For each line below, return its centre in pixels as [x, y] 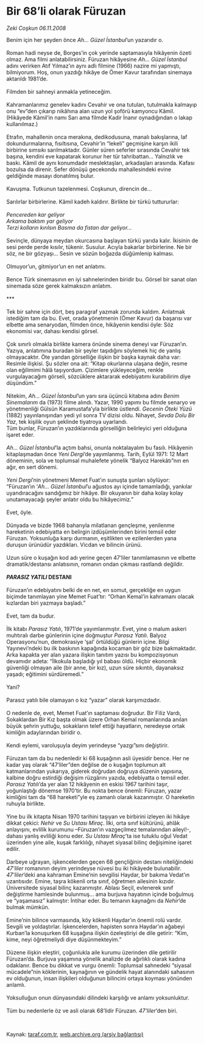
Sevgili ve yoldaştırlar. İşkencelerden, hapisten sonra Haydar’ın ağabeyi [96, 926]
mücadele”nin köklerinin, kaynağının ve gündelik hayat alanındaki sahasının [100, 972]
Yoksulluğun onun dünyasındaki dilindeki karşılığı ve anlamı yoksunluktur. [98, 998]
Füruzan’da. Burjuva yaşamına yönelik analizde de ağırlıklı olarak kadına [96, 959]
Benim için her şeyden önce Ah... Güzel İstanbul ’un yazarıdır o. [85, 40]
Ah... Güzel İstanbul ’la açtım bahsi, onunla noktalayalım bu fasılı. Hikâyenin [100, 447]
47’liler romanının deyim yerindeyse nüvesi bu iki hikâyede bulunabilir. [94, 868]
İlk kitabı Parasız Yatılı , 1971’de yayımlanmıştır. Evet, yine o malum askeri [97, 629]
